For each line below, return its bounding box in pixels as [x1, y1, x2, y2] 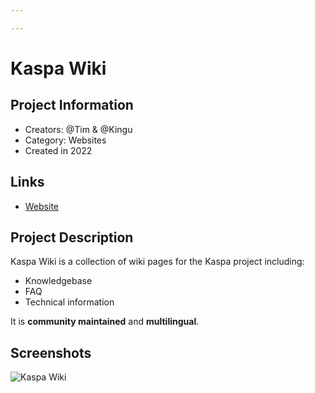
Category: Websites [24, 134, 107, 146]
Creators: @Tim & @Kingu [24, 123, 133, 135]
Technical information [24, 296, 115, 308]
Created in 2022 [24, 144, 93, 156]
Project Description [10, 229, 134, 246]
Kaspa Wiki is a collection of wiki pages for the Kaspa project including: [10, 256, 305, 268]
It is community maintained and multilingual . [10, 316, 200, 328]
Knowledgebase [24, 275, 93, 287]
